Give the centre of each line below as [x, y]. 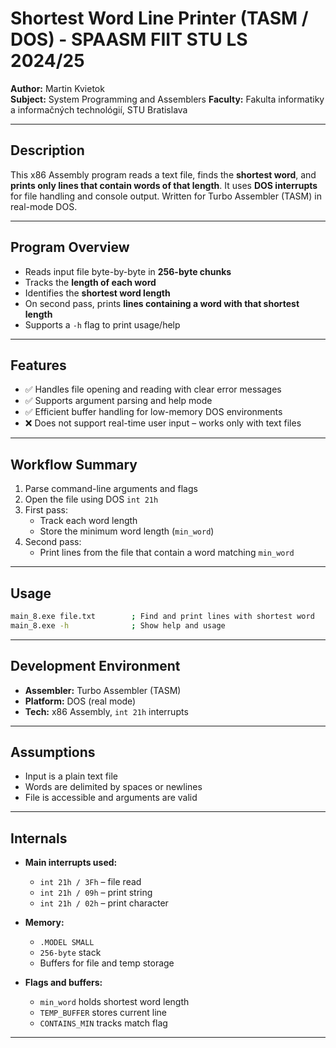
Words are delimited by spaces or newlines [113, 787]
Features [38, 365]
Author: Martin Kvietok [57, 88]
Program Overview [70, 247]
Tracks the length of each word [90, 282]
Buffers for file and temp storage [107, 963]
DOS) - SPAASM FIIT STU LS [129, 39]
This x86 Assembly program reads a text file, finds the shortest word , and [163, 174]
